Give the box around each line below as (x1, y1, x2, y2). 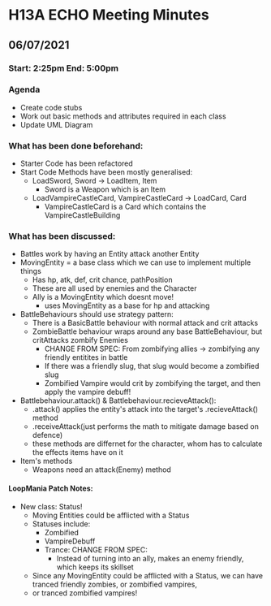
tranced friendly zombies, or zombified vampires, (32, 579, 197, 589)
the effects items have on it (32, 448, 123, 457)
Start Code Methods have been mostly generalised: (19, 167, 193, 177)
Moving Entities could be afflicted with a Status (32, 510, 190, 520)
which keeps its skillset (56, 562, 134, 572)
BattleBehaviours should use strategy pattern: (19, 309, 174, 319)
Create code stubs (19, 102, 83, 112)
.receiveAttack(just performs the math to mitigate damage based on (32, 422, 260, 431)
